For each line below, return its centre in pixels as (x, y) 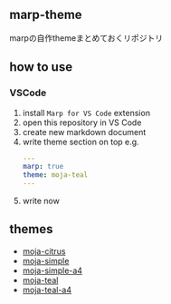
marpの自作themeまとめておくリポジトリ (86, 38)
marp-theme (46, 15)
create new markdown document (84, 132)
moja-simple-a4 (52, 270)
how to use (41, 67)
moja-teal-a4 (47, 289)
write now (41, 201)
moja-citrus (44, 251)
